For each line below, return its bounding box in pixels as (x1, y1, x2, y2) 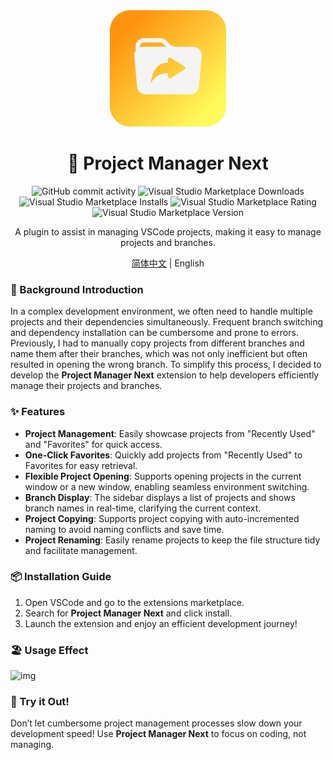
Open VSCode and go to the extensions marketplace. (24, 596, 245, 608)
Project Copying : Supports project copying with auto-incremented (24, 512, 300, 524)
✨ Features (10, 405, 66, 419)
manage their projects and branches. (10, 380, 163, 392)
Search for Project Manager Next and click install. (24, 607, 233, 619)
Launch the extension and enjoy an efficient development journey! (24, 617, 298, 629)
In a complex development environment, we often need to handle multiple (10, 305, 313, 318)
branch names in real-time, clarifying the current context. (24, 502, 262, 514)
